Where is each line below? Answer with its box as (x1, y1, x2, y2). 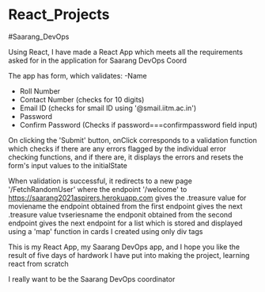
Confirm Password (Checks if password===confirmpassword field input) (19, 120, 258, 129)
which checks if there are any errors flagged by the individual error (8, 144, 227, 153)
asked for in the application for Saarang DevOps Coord (8, 56, 187, 65)
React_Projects (8, 6, 110, 24)
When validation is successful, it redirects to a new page (8, 176, 192, 186)
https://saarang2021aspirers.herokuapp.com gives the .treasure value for (8, 193, 247, 202)
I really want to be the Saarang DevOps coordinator (8, 274, 176, 283)
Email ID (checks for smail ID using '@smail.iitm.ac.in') (19, 103, 197, 113)
